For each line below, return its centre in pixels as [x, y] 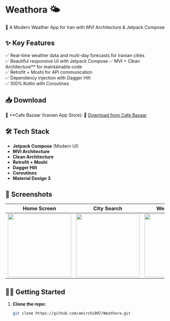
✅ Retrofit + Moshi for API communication [49, 72]
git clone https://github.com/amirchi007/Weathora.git [72, 313]
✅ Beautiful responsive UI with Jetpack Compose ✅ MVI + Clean [73, 61]
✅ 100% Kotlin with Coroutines [37, 83]
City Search [108, 209]
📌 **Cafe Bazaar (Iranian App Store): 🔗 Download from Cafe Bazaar [76, 115]
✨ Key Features [30, 43]
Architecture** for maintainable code [44, 67]
